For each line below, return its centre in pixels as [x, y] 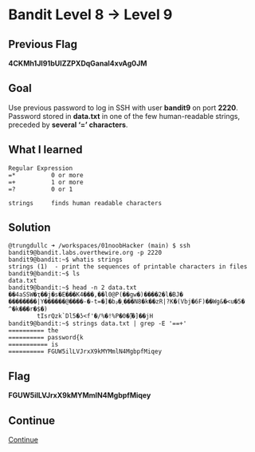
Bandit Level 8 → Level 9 [90, 15]
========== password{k [46, 338]
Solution [29, 228]
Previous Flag [43, 44]
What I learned [45, 150]
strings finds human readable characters [85, 203]
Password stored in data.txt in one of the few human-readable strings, [124, 116]
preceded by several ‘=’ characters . [68, 125]
